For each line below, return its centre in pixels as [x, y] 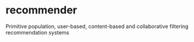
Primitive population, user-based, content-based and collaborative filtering [97, 26]
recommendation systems [37, 32]
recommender [41, 10]
